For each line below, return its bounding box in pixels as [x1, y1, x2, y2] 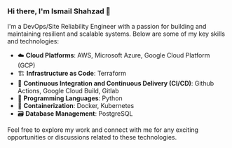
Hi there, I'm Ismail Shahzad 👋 [7, 6, 111, 16]
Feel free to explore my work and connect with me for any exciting [7, 126, 198, 134]
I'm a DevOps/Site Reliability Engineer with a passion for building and [7, 22, 207, 31]
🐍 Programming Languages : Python [17, 94, 123, 102]
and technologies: [7, 37, 60, 46]
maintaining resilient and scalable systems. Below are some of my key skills [7, 29, 226, 38]
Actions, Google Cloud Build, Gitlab [17, 87, 119, 95]
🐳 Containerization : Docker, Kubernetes [17, 102, 135, 110]
